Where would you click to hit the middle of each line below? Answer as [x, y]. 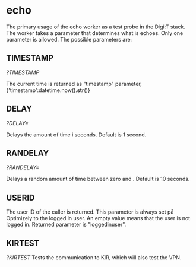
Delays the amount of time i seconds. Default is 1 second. [76, 135]
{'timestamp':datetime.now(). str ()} [48, 90]
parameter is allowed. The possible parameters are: [69, 39]
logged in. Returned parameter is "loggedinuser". [66, 225]
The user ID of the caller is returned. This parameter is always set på [90, 212]
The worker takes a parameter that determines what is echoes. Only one [95, 33]
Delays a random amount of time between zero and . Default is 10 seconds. [98, 179]
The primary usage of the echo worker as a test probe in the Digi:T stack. [96, 27]
